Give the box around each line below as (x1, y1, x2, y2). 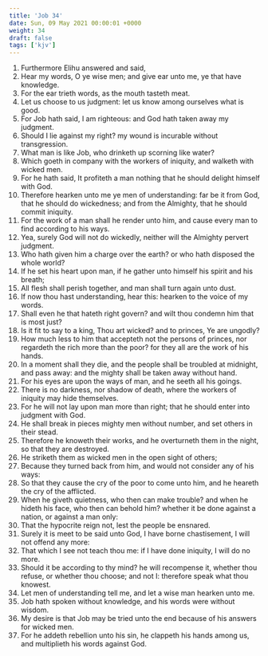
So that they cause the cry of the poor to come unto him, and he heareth (20, 478, 259, 488)
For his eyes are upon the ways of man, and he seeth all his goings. (20, 376, 242, 387)
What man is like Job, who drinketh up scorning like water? (20, 148, 215, 158)
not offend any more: (20, 537, 90, 547)
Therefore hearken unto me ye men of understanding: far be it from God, (20, 191, 260, 200)
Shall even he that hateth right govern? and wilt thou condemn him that (20, 308, 254, 319)
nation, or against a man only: (20, 512, 119, 522)
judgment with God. (20, 410, 86, 420)
